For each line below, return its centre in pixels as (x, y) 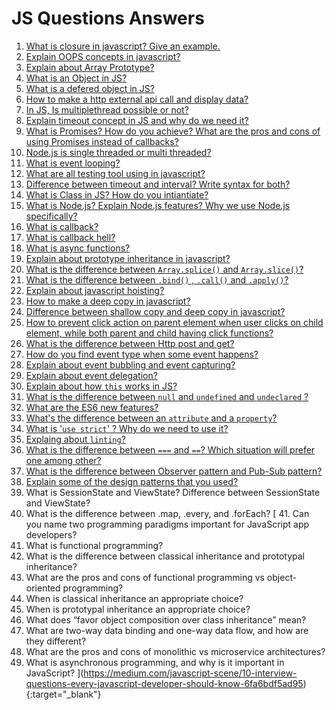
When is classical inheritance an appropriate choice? (134, 598)
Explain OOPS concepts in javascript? (103, 56)
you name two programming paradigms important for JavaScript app (167, 524)
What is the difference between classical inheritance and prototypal (165, 556)
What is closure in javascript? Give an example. (123, 46)
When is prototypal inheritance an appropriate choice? (138, 609)
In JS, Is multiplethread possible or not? (107, 109)
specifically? (51, 216)
